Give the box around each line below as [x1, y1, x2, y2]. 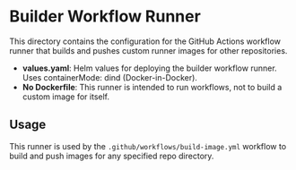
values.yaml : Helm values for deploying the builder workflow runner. [22, 63, 277, 73]
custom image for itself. [22, 91, 110, 102]
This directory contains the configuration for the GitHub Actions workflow [9, 36, 281, 47]
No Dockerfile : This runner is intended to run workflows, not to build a [22, 81, 283, 92]
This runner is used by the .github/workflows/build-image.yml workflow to [9, 140, 287, 151]
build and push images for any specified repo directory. [9, 150, 214, 161]
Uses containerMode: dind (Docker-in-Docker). [22, 72, 197, 82]
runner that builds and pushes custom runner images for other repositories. [9, 45, 288, 55]
